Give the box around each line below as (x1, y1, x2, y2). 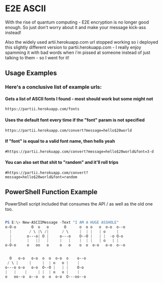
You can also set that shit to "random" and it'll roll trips (5, 159, 119, 165)
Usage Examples (5, 69, 57, 77)
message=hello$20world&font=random (5, 175, 78, 180)
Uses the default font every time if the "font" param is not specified (5, 117, 145, 123)
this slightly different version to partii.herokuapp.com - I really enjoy (5, 44, 142, 50)
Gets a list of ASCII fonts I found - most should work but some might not (5, 96, 153, 102)
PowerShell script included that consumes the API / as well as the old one (5, 201, 153, 206)
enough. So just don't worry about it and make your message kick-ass (5, 24, 146, 30)
